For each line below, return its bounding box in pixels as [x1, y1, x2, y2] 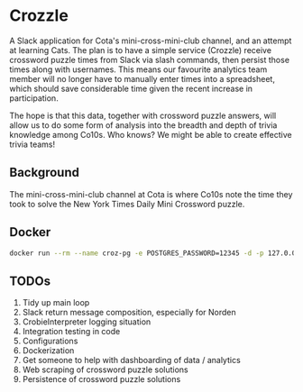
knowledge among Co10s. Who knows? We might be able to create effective [9, 129, 292, 140]
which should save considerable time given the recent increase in [9, 83, 253, 94]
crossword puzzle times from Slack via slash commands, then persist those [9, 54, 290, 65]
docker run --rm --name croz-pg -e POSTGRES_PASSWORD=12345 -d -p [9, 249, 264, 258]
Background [9, 165, 79, 180]
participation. [9, 92, 59, 104]
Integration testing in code [22, 326, 121, 337]
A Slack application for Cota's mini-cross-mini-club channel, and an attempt [9, 35, 292, 46]
